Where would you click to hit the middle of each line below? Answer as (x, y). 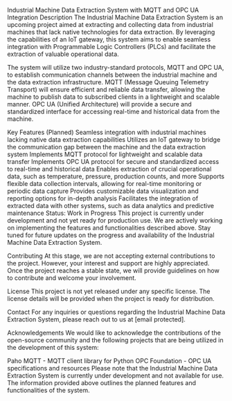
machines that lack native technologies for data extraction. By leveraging (111, 32)
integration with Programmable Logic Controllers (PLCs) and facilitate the (111, 47)
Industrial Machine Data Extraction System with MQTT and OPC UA (103, 10)
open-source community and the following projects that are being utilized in (115, 340)
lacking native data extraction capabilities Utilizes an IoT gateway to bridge (114, 140)
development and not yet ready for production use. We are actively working (115, 220)
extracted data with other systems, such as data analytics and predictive (111, 206)
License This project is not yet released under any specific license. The (109, 291)
